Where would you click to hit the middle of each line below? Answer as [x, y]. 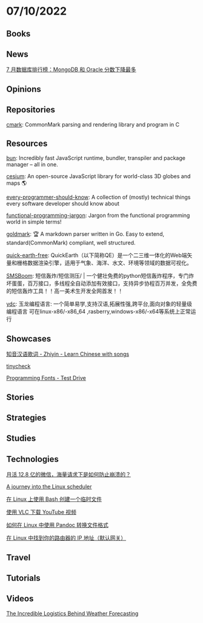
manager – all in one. [32, 165]
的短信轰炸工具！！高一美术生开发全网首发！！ [65, 291]
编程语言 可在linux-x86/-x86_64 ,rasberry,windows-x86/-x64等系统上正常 [98, 312]
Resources [27, 143]
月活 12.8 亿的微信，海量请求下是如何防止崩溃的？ [69, 475]
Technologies [33, 459]
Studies [21, 439]
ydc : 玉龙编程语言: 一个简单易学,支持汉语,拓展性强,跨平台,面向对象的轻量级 [99, 304]
